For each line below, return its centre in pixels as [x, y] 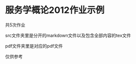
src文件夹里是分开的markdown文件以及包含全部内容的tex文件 [68, 35]
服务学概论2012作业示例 [55, 10]
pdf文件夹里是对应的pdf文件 [34, 46]
